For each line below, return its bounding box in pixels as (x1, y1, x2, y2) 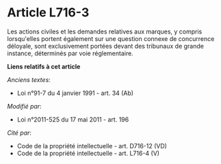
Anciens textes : (7, 75, 51, 83)
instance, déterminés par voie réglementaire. (7, 49, 133, 57)
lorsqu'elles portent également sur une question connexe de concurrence (7, 34, 215, 42)
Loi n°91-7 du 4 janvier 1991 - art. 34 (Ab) (16, 89, 134, 97)
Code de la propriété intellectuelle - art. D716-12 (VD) (16, 141, 168, 150)
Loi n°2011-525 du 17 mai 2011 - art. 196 (16, 115, 129, 124)
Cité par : (7, 128, 32, 137)
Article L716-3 (7, 5, 90, 20)
